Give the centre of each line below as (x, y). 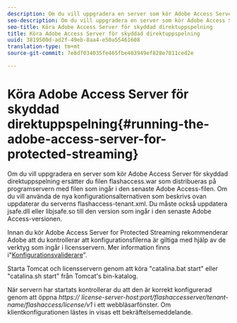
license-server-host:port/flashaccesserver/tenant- (155, 297)
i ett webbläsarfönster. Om (133, 305)
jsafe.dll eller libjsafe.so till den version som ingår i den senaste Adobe (109, 211)
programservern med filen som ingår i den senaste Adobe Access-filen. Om (117, 188)
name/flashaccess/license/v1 (50, 305)
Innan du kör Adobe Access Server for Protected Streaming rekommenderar (118, 232)
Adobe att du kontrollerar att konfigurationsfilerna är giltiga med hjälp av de (117, 240)
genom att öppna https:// (43, 297)
